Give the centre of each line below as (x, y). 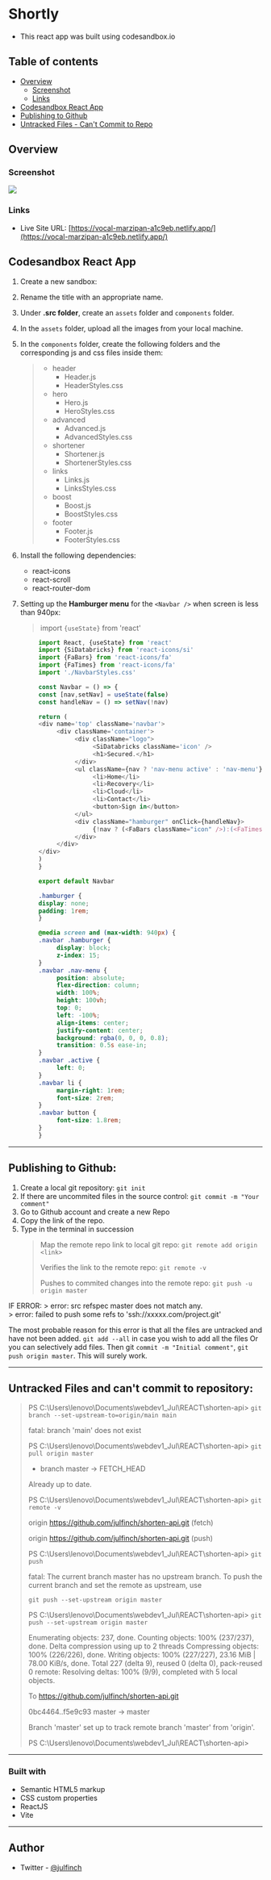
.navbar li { (60, 1083)
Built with (27, 1772)
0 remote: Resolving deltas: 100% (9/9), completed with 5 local (133, 1672)
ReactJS (34, 1806)
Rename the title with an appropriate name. (92, 297)
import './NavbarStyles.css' (87, 673)
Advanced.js (85, 428)
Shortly (33, 14)
